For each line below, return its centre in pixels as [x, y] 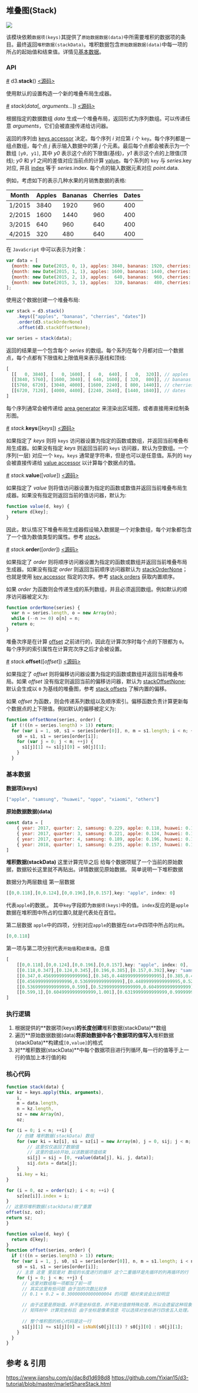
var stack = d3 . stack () [35, 311]
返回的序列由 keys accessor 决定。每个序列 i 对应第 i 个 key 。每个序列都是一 [98, 139]
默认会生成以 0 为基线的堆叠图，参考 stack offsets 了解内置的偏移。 [88, 688]
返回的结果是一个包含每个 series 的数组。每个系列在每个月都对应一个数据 [95, 350]
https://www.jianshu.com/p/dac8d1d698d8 [58, 1378]
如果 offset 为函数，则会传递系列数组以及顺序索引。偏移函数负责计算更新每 [97, 701]
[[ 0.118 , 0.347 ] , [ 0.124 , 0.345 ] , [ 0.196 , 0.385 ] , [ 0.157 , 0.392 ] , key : [97, 970]
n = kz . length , [35, 1109]
